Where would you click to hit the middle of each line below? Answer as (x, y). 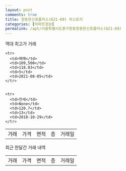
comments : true (21, 15)
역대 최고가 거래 (21, 44)
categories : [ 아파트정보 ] (30, 24)
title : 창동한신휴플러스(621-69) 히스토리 (44, 19)
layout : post (19, 10)
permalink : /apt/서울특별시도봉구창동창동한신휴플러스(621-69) (64, 29)
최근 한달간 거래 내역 (25, 148)
